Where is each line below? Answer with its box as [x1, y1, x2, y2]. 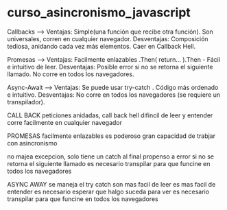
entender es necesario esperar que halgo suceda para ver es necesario [7, 187, 210, 196]
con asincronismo [7, 139, 58, 147]
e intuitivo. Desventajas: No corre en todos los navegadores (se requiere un [7, 91, 221, 99]
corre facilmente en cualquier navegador [7, 118, 122, 126]
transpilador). [7, 97, 45, 106]
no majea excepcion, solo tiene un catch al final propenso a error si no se [7, 152, 215, 161]
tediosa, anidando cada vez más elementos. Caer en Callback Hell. [7, 42, 196, 50]
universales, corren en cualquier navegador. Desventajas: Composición [7, 34, 208, 43]
